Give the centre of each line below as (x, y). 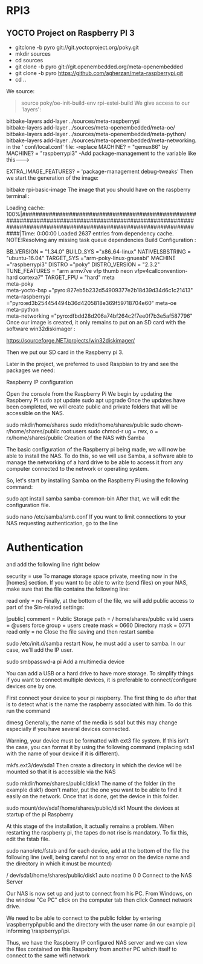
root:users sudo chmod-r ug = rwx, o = (110, 431)
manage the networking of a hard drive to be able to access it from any (95, 462)
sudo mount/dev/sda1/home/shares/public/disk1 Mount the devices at (93, 808)
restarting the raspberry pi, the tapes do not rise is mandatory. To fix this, (97, 832)
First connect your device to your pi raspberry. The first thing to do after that (101, 698)
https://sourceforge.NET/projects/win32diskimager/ (70, 340)
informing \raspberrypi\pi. (38, 931)
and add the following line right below (53, 564)
